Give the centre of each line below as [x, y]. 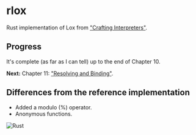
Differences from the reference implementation [98, 93]
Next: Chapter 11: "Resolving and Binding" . [60, 73]
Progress [24, 47]
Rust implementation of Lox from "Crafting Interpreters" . [77, 27]
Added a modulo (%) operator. [53, 107]
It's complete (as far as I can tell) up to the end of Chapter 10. [83, 61]
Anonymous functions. [44, 114]
